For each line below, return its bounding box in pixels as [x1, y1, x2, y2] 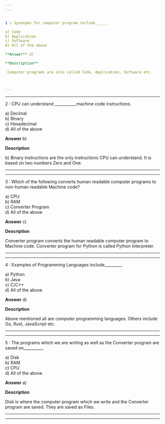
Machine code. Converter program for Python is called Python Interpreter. [5, 243, 155, 249]
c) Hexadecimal [5, 121, 37, 127]
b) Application [5, 34, 36, 39]
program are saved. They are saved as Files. [5, 404, 95, 410]
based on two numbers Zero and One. [5, 160, 82, 165]
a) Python [5, 271, 25, 277]
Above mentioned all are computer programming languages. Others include [5, 316, 158, 322]
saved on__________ [5, 345, 43, 351]
